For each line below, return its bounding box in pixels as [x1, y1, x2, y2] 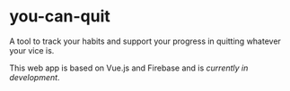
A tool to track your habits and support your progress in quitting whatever [9, 36, 281, 46]
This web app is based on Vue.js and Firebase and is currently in [9, 62, 249, 73]
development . [9, 71, 60, 82]
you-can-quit [9, 6, 110, 27]
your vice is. [9, 45, 55, 55]
